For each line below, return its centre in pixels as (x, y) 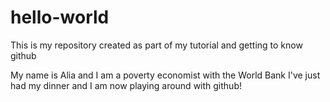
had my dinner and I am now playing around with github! (126, 85)
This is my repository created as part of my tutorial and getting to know (156, 45)
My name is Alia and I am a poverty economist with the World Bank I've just (165, 75)
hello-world (60, 17)
